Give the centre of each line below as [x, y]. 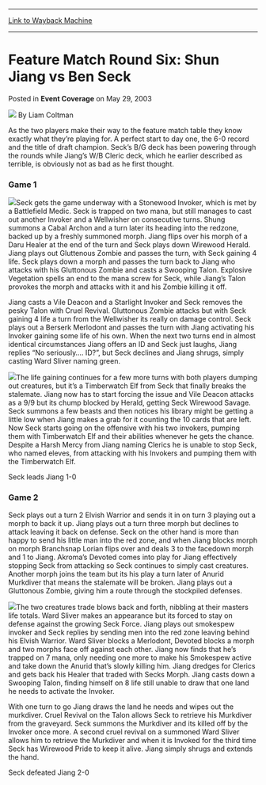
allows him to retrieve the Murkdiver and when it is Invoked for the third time [132, 740]
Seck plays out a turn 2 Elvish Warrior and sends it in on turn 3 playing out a [132, 515]
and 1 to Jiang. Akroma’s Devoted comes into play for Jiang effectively [123, 557]
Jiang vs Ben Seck [70, 77]
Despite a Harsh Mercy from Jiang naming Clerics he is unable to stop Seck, [133, 445]
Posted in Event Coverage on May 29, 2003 [80, 98]
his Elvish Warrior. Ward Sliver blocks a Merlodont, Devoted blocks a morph [131, 640]
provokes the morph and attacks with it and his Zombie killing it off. [118, 287]
